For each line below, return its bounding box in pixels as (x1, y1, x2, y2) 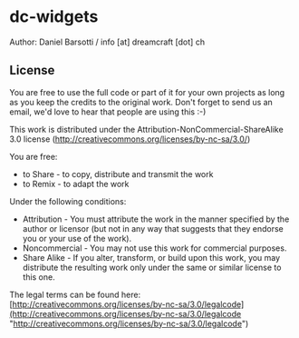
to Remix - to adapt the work (22, 178, 130, 189)
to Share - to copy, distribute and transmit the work (22, 168, 214, 179)
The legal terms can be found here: (9, 289, 141, 300)
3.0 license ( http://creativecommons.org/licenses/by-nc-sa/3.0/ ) (9, 134, 251, 144)
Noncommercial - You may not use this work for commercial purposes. (22, 243, 287, 253)
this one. (22, 271, 56, 283)
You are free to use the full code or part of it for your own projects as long (9, 86, 285, 97)
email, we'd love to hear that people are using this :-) (9, 106, 207, 117)
